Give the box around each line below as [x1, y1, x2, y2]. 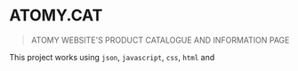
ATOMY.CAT [9, 5, 103, 26]
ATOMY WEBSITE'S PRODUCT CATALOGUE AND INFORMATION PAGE [30, 35, 290, 45]
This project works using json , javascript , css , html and [9, 51, 215, 62]
